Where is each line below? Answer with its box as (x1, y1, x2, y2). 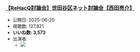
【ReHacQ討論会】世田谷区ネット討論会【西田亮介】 (5, 4, 135, 11)
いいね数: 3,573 (12, 29, 46, 36)
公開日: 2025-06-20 (12, 17, 55, 23)
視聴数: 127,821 (12, 23, 44, 29)
